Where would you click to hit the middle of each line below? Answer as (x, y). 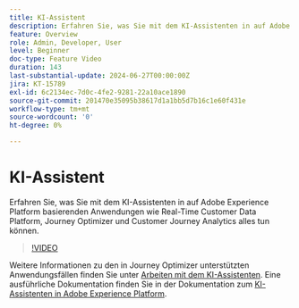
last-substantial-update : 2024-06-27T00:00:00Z (100, 76)
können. (24, 230)
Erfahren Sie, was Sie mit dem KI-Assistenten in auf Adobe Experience (139, 202)
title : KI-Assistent (48, 17)
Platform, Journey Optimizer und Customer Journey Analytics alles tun (140, 221)
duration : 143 (36, 68)
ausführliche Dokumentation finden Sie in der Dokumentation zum (131, 284)
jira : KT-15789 (38, 84)
